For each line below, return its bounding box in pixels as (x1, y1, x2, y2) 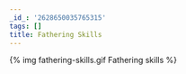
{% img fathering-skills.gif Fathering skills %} (9, 55, 178, 66)
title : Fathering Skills (9, 30, 102, 39)
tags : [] (9, 22, 42, 31)
